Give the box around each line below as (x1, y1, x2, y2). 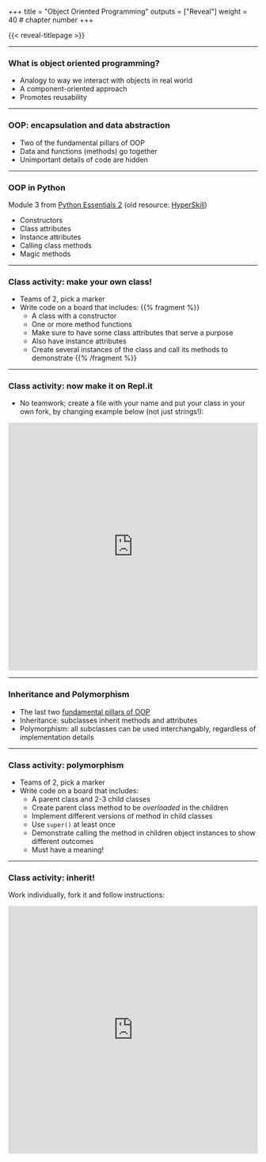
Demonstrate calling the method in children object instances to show (31, 828, 256, 838)
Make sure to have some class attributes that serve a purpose (31, 328, 234, 338)
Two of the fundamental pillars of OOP (19, 138, 145, 148)
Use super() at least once (31, 820, 116, 830)
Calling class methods (19, 240, 93, 250)
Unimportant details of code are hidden (19, 155, 149, 164)
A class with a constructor (31, 311, 117, 320)
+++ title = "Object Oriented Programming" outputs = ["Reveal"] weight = (8, 7, 248, 16)
